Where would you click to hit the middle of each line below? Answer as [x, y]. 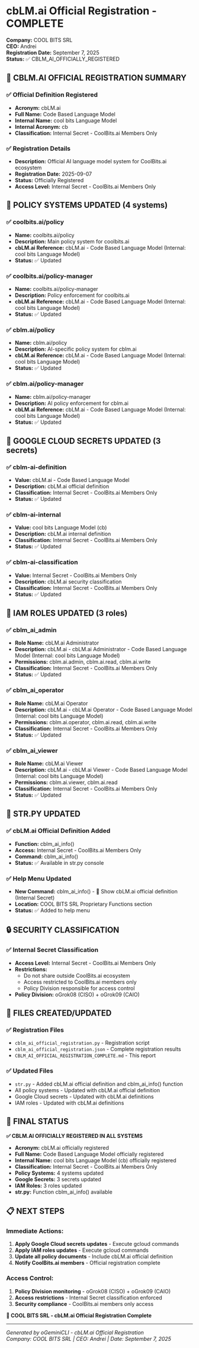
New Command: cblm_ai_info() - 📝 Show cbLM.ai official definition [96, 892]
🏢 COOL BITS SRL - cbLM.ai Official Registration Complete [79, 1315]
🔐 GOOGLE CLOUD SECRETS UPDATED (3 [84, 441]
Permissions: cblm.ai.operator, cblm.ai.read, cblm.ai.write [86, 722]
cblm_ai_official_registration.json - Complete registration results [98, 1049]
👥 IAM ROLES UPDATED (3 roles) [67, 613]
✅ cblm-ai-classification [42, 562]
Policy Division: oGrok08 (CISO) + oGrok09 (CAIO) [77, 994]
